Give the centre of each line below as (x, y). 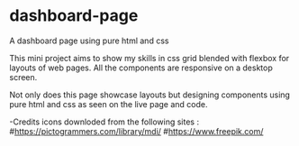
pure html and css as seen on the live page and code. (109, 104)
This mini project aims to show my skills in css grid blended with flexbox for (149, 58)
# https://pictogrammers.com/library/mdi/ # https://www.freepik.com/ (136, 131)
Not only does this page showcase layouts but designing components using (150, 95)
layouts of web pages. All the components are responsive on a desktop (141, 68)
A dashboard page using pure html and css (89, 41)
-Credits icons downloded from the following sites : (104, 122)
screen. (23, 77)
